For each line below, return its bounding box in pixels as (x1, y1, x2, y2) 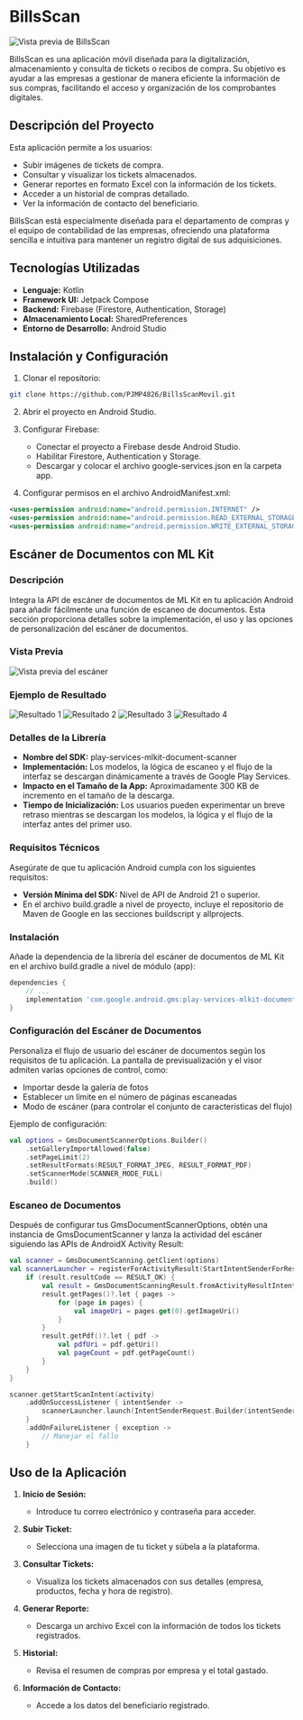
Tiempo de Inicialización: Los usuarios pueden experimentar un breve (22, 800, 286, 810)
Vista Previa (9, 645, 64, 658)
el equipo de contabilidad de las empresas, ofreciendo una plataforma (9, 224, 271, 235)
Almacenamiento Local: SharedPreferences (22, 313, 188, 324)
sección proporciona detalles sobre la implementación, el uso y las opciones (9, 613, 294, 624)
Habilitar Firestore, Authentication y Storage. (35, 451, 201, 462)
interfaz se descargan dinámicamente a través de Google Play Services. (22, 771, 290, 782)
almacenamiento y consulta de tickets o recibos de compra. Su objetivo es (9, 63, 287, 74)
